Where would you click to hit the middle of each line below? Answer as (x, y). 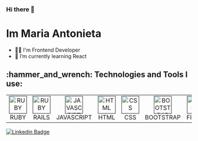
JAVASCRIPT (74, 117)
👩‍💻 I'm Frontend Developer (47, 50)
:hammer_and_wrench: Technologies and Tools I (97, 75)
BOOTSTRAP (163, 117)
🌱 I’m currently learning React (51, 56)
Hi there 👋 (21, 9)
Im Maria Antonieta (54, 34)
